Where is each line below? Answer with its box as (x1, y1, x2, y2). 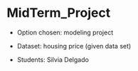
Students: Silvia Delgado (16, 55, 90, 64)
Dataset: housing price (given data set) (16, 41, 132, 50)
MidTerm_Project (6, 5, 111, 21)
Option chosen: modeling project (16, 28, 114, 37)
